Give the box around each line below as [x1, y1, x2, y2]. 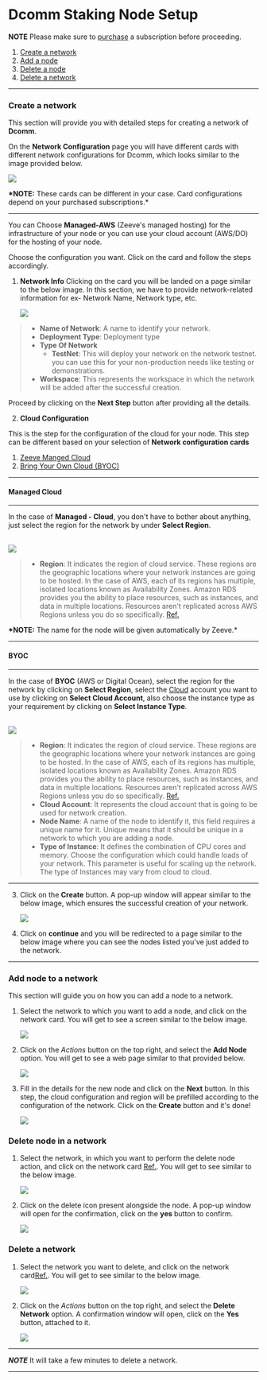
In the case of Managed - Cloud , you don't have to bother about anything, [8, 512, 251, 521]
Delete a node [19, 64, 66, 73]
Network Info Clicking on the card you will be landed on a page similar [19, 277, 252, 286]
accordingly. [8, 261, 49, 271]
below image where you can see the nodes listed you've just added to [19, 936, 249, 947]
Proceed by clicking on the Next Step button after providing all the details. [8, 398, 251, 408]
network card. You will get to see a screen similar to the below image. [19, 1014, 248, 1024]
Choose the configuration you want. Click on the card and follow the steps [8, 253, 252, 262]
